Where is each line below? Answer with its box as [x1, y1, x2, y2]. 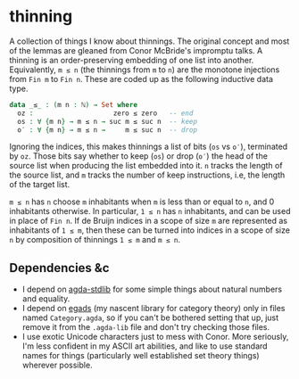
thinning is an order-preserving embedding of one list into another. [9, 54, 254, 65]
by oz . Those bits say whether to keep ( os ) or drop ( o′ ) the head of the [9, 151, 268, 161]
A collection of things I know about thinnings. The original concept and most [9, 36, 290, 46]
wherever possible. [21, 359, 93, 371]
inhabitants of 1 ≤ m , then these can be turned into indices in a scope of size [9, 225, 290, 235]
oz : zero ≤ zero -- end [17, 109, 194, 118]
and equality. [21, 293, 71, 304]
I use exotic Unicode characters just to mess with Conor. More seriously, [21, 332, 289, 342]
